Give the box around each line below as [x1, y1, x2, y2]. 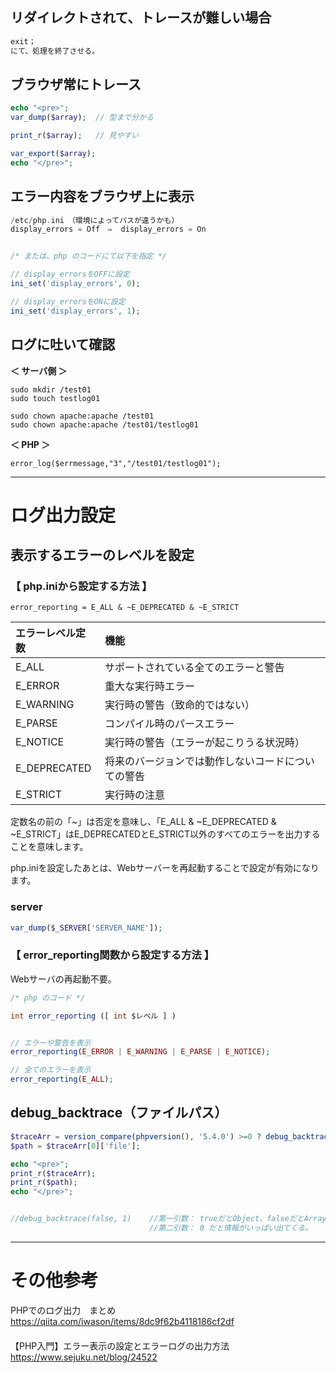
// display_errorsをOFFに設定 [10, 269, 130, 280]
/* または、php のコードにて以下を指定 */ [10, 251, 167, 262]
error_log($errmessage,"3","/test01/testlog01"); [10, 458, 222, 468]
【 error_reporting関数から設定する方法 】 [10, 948, 215, 962]
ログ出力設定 [10, 504, 117, 527]
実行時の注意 [104, 788, 166, 802]
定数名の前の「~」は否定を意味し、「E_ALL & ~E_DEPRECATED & [10, 816, 277, 828]
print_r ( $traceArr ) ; [10, 1168, 97, 1178]
